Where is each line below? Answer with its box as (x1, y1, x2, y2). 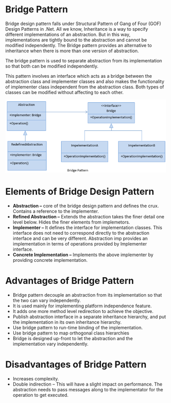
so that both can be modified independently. (5, 63, 99, 69)
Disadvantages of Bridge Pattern (5, 359, 147, 370)
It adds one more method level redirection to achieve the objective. (12, 308, 154, 314)
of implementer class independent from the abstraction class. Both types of (5, 83, 164, 90)
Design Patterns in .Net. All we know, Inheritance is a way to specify (5, 26, 148, 32)
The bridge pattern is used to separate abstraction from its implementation (5, 57, 162, 63)
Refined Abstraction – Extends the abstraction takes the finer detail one (12, 213, 164, 219)
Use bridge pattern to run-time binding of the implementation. (12, 324, 143, 330)
